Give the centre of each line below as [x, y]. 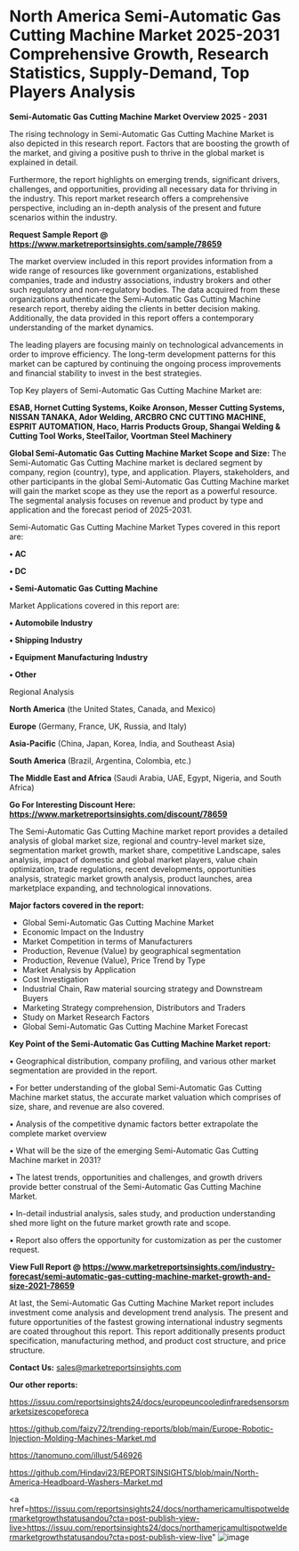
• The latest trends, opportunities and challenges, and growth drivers [136, 1177]
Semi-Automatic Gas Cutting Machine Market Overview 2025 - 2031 [138, 117]
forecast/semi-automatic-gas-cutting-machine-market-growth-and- [140, 1276]
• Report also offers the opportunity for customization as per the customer [145, 1240]
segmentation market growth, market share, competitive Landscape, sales [145, 850]
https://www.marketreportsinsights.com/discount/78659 [118, 814]
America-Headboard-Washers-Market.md [86, 1482]
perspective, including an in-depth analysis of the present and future [135, 207]
